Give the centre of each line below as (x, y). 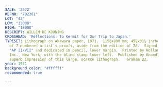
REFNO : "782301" (21, 14)
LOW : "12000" (18, 23)
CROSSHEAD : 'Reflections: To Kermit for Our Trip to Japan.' (68, 37)
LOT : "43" (15, 18)
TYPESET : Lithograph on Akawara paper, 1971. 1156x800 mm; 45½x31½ (76, 41)
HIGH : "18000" (19, 28)
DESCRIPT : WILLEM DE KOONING (34, 32)
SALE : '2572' (18, 9)
